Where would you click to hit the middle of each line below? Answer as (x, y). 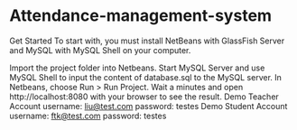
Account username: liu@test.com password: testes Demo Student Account (148, 106)
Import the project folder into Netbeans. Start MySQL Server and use (137, 68)
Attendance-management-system (141, 16)
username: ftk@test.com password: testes (88, 116)
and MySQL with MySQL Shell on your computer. (100, 50)
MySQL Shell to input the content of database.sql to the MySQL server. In (146, 77)
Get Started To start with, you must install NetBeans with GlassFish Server (147, 41)
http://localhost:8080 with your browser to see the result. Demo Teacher (144, 97)
